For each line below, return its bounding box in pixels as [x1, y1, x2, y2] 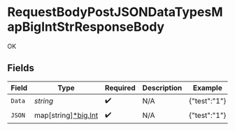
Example [192, 83, 222, 93]
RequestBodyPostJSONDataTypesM [7, 4, 223, 20]
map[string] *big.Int [34, 111, 99, 121]
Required [104, 83, 136, 93]
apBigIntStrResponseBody [7, 19, 165, 35]
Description [142, 83, 183, 93]
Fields [7, 62, 35, 74]
